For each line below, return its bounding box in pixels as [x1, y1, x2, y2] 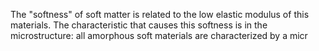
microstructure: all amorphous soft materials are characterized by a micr [10, 30, 308, 41]
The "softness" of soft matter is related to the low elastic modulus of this [10, 9, 310, 20]
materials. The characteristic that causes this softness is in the [10, 19, 268, 31]
